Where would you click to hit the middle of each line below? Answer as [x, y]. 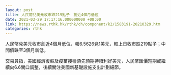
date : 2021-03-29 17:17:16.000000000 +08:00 [53, 19]
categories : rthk [24, 29]
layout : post [19, 10]
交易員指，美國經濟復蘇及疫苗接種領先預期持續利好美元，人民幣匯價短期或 [83, 61]
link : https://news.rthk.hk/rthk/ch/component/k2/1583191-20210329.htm [83, 24]
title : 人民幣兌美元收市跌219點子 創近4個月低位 [52, 15]
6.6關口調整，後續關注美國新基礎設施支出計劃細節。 [69, 67]
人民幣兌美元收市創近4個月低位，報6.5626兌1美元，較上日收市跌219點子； [83, 44]
